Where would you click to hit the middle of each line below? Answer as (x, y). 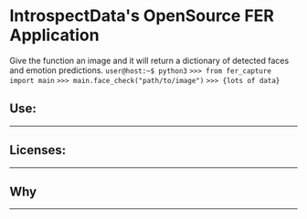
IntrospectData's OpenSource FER (142, 16)
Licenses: (38, 150)
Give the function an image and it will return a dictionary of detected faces (149, 60)
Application (54, 35)
